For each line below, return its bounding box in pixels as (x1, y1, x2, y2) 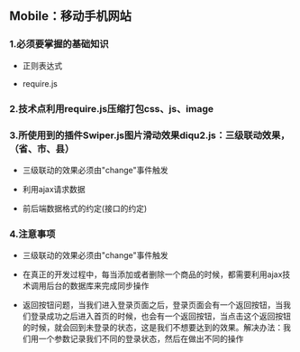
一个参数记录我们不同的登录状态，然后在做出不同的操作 (38, 333, 244, 345)
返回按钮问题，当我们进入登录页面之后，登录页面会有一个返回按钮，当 (22, 300, 284, 310)
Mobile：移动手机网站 (9, 8, 132, 24)
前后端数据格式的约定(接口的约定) (22, 202, 148, 214)
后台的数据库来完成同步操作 (46, 281, 150, 292)
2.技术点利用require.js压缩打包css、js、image (9, 102, 214, 115)
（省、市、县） (9, 143, 75, 155)
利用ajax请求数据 (22, 183, 86, 194)
